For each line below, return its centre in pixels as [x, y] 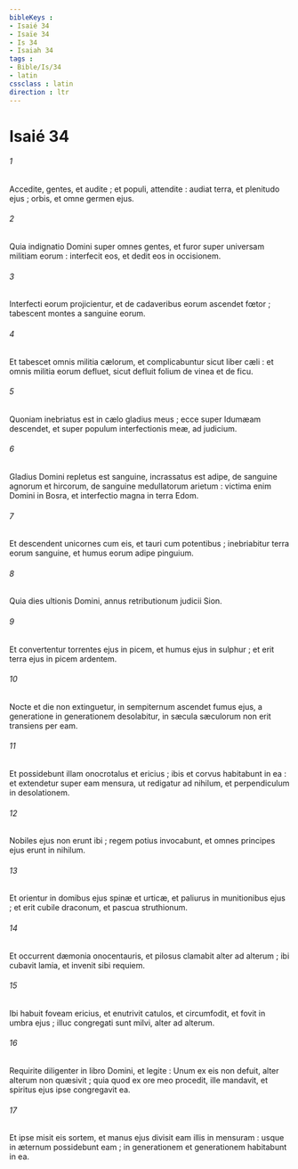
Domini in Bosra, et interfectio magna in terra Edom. [104, 495]
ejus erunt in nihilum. [48, 850]
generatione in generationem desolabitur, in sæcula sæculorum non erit [140, 716]
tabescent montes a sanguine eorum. [77, 314]
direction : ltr [39, 92]
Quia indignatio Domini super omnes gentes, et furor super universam [137, 247]
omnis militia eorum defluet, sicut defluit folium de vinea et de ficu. [131, 371]
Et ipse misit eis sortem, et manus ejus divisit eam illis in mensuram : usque [147, 1138]
